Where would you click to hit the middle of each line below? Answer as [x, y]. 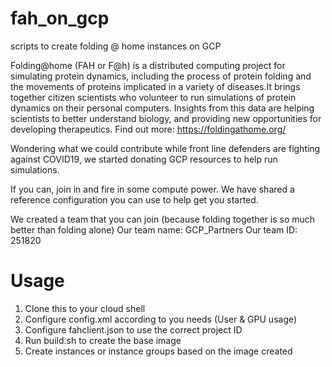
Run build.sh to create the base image [103, 340]
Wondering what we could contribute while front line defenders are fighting [165, 148]
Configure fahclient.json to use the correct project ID [133, 329]
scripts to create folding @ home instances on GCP [116, 46]
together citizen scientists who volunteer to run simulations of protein [153, 97]
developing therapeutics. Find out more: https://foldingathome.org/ [148, 129]
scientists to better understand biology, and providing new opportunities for [166, 118]
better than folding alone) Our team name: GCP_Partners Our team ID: [154, 229]
